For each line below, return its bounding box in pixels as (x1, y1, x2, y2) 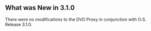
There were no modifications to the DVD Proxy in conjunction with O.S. (5, 16, 147, 22)
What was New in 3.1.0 (5, 4, 75, 12)
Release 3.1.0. (5, 21, 33, 27)
